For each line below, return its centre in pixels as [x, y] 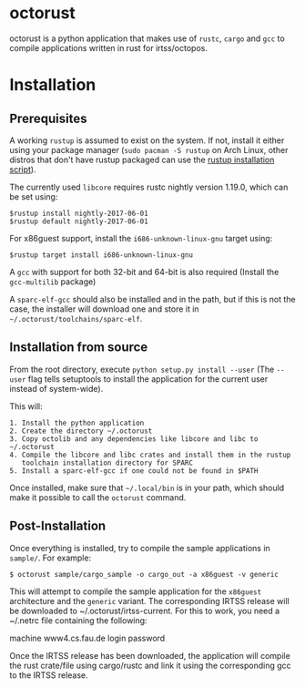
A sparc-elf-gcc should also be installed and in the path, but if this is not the [152, 299]
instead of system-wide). [56, 388]
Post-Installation [58, 526]
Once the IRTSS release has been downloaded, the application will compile [150, 655]
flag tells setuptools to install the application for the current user [148, 379]
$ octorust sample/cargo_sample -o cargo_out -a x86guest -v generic [144, 574]
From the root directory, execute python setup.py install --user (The [142, 369]
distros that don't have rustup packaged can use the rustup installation [142, 159]
